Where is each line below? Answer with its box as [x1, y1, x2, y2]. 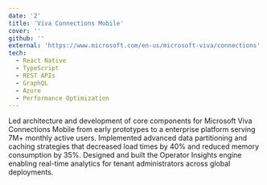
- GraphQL [15, 79, 48, 87]
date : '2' [8, 11, 42, 20]
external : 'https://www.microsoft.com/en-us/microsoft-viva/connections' [8, 42, 261, 50]
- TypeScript [15, 64, 60, 72]
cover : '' [8, 27, 42, 35]
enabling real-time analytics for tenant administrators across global [8, 158, 231, 169]
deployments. [8, 167, 54, 177]
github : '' [8, 34, 45, 43]
